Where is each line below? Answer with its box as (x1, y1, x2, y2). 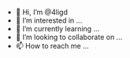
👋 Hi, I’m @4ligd (15, 8, 69, 16)
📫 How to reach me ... (15, 42, 89, 50)
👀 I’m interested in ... (15, 16, 83, 25)
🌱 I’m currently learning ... (15, 24, 100, 33)
